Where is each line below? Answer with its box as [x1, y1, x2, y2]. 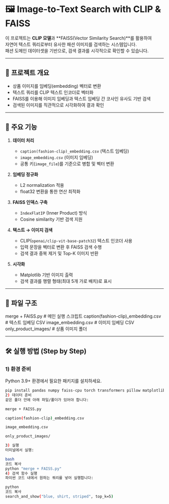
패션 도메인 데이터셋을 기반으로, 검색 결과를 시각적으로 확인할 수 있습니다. [5, 47, 149, 54]
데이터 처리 [12, 137, 34, 143]
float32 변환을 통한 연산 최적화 [20, 188, 80, 194]
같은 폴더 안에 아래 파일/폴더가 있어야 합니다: [5, 397, 89, 402]
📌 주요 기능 [5, 123, 38, 131]
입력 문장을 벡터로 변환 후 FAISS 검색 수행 [20, 244, 102, 250]
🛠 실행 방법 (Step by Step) [5, 346, 87, 356]
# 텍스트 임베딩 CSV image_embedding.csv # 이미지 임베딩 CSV [5, 320, 135, 326]
